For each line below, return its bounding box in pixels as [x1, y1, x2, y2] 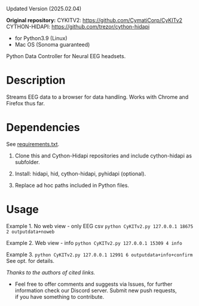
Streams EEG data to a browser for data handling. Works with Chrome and [6, 93, 189, 101]
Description [6, 74, 66, 87]
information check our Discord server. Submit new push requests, [14, 287, 177, 294]
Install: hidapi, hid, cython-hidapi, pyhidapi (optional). [14, 170, 146, 177]
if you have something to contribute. [14, 293, 105, 300]
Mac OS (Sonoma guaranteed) [14, 41, 90, 48]
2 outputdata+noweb [6, 229, 55, 235]
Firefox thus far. [6, 99, 45, 107]
